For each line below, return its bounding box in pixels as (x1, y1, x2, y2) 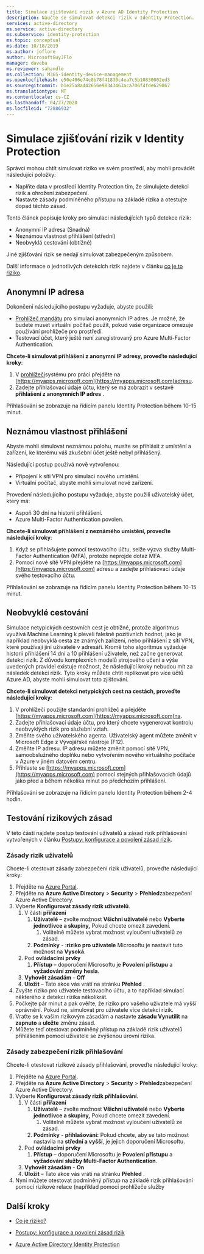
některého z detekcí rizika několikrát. (15, 993, 108, 1000)
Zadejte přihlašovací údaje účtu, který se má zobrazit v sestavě (15, 384, 174, 391)
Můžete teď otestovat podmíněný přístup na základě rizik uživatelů (15, 1025, 183, 1033)
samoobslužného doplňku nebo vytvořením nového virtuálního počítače (15, 751, 195, 758)
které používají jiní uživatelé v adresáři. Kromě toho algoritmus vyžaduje (6, 643, 187, 650)
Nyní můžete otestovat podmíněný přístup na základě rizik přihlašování (15, 1177, 193, 1184)
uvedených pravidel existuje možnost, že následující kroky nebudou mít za (6, 662, 193, 670)
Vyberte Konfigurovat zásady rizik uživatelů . (15, 902, 130, 909)
